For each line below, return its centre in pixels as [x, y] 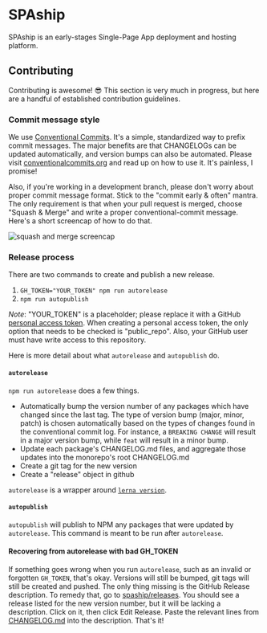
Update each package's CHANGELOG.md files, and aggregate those [133, 448]
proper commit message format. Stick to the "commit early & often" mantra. [133, 195]
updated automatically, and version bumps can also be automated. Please [130, 154]
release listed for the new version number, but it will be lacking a [115, 603]
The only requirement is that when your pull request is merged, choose [125, 204]
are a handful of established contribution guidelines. [94, 99]
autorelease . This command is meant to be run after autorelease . [116, 533]
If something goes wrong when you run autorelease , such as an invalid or [130, 569]
